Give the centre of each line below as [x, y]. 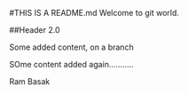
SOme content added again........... [72, 64]
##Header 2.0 [35, 30]
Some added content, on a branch [72, 47]
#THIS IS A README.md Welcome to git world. [94, 13]
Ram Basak [30, 82]
